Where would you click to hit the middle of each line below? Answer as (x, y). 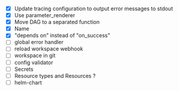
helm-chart (28, 82)
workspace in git (35, 55)
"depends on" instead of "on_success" (62, 36)
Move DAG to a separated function (57, 22)
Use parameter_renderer (45, 15)
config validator (34, 62)
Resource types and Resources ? (55, 76)
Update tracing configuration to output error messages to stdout (93, 9)
